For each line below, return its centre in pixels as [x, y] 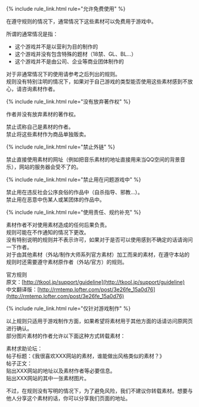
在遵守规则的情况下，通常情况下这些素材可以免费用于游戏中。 [81, 21]
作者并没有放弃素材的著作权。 [42, 114]
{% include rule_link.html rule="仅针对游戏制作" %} [68, 308]
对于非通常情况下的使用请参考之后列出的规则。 [63, 74]
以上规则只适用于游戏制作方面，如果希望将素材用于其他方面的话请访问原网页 [99, 321]
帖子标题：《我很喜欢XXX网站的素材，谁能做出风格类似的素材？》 [85, 356]
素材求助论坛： [24, 348]
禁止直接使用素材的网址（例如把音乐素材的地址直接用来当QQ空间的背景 [93, 160]
